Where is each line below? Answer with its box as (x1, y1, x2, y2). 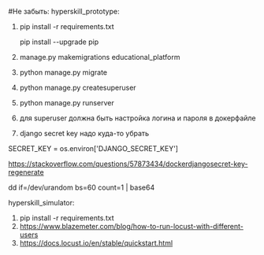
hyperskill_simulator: (8, 198, 75, 207)
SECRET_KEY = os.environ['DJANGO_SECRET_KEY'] (8, 144, 179, 153)
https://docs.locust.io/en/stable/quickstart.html (19, 238, 173, 247)
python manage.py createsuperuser (19, 83, 136, 92)
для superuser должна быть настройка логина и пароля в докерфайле (19, 113, 256, 123)
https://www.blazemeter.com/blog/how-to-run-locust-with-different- (19, 222, 244, 231)
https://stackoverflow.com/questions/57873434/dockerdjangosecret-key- (8, 159, 248, 168)
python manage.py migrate (19, 68, 108, 77)
